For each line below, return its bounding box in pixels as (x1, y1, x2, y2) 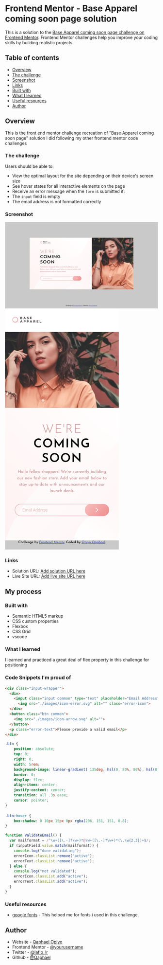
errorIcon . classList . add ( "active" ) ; (14, 874, 88, 879)
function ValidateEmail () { (5, 833, 62, 838)
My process (5, 587, 42, 596)
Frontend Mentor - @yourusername (12, 944, 83, 950)
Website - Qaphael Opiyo (12, 939, 63, 945)
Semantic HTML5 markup (12, 613, 64, 619)
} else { (9, 864, 27, 869)
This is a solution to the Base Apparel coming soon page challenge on (5, 29, 145, 35)
